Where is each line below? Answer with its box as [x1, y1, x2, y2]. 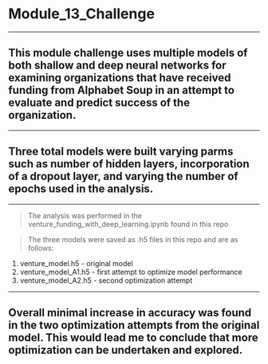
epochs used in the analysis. [8, 182, 154, 196]
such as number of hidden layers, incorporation [8, 157, 250, 171]
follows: [27, 243, 54, 252]
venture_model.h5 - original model [19, 258, 133, 268]
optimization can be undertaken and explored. [8, 343, 243, 357]
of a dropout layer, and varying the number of [8, 170, 238, 183]
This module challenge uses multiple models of [8, 46, 248, 60]
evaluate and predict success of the [8, 96, 190, 110]
